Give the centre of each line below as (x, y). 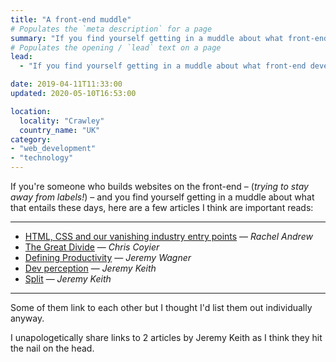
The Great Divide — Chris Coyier (92, 247)
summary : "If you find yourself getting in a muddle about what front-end (169, 38)
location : (31, 111)
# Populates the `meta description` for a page (111, 29)
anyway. (27, 318)
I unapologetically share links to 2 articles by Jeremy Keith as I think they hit (166, 337)
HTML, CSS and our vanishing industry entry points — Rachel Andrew (168, 236)
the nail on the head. (52, 348)
